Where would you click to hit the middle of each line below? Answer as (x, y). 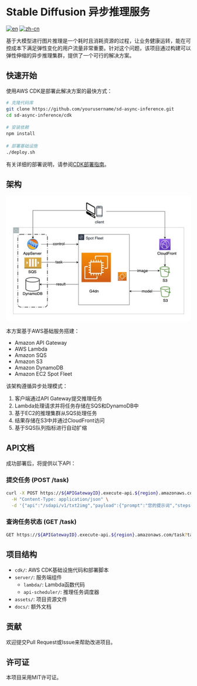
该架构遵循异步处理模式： (37, 386)
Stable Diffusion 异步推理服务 (78, 12)
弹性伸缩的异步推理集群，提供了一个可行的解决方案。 (70, 55)
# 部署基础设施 (22, 146)
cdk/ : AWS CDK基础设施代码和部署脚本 (62, 570)
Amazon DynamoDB (39, 368)
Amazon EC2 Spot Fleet (43, 374)
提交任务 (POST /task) (38, 480)
